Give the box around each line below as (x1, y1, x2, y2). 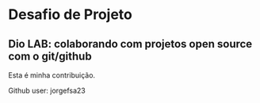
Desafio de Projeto (8, 6, 133, 24)
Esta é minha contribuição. (8, 71, 96, 80)
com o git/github (8, 49, 93, 63)
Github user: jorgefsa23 (8, 86, 86, 95)
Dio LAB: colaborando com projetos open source (8, 37, 253, 51)
